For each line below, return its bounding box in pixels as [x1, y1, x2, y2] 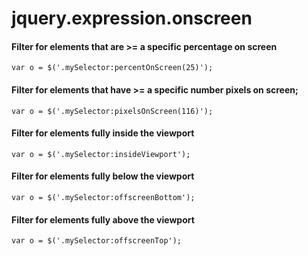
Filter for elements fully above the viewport [11, 213, 195, 226]
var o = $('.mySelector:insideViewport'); [11, 149, 191, 159]
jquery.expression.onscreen [11, 7, 253, 30]
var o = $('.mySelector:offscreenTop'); [11, 236, 183, 246]
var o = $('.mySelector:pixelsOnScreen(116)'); [11, 106, 214, 116]
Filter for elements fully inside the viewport [11, 127, 195, 139]
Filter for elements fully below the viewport [11, 170, 195, 182]
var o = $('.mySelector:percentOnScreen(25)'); [11, 63, 214, 73]
